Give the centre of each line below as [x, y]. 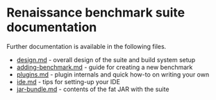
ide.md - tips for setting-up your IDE [68, 81]
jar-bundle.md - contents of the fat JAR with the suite [93, 89]
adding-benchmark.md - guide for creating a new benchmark [105, 67]
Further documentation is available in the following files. [86, 46]
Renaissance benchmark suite [96, 13]
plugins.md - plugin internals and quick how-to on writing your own [113, 74]
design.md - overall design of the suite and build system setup [106, 59]
